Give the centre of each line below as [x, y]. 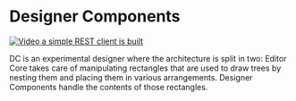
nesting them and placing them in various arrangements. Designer [131, 77]
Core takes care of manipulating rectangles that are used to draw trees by [145, 68]
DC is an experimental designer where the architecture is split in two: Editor [148, 58]
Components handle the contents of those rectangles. [109, 87]
